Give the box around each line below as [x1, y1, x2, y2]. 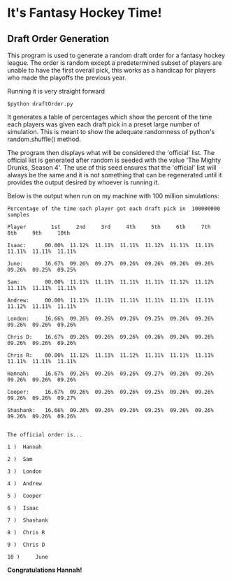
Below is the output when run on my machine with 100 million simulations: [7, 192, 220, 200]
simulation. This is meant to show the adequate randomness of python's [7, 128, 215, 135]
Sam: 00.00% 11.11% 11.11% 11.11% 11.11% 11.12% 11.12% [7, 279, 215, 286]
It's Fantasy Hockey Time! [7, 5, 162, 21]
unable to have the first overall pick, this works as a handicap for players [7, 66, 216, 74]
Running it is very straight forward [7, 87, 106, 95]
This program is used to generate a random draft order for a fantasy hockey [7, 51, 226, 59]
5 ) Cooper [7, 492, 42, 499]
